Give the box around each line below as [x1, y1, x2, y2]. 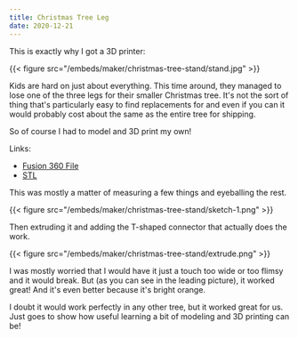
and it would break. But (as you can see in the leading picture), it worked [9, 275, 275, 286]
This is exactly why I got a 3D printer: [9, 45, 146, 56]
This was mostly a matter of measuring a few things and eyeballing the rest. [9, 187, 287, 197]
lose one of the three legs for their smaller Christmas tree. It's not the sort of [9, 90, 289, 101]
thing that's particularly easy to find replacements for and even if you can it [9, 99, 286, 109]
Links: [9, 143, 31, 154]
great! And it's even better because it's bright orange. [9, 284, 206, 294]
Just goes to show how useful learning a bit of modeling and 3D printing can [9, 310, 290, 321]
